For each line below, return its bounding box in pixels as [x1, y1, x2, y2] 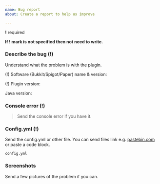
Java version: [5, 90, 32, 96]
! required [5, 29, 25, 35]
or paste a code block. [5, 142, 50, 147]
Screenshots [5, 163, 36, 169]
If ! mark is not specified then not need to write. [5, 38, 103, 44]
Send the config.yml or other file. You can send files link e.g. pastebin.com [5, 137, 155, 143]
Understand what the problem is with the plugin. [5, 62, 102, 68]
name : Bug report [5, 7, 40, 12]
